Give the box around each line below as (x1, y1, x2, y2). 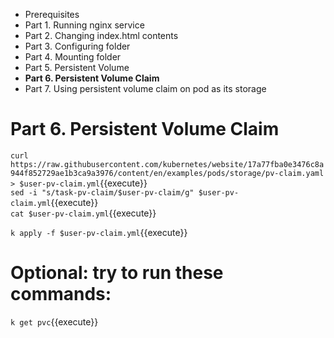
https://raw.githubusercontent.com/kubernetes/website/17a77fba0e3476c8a (10, 159, 325, 169)
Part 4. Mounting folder (24, 51, 122, 63)
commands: (10, 283, 112, 306)
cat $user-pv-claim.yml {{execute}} (10, 207, 157, 219)
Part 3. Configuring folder (24, 40, 131, 52)
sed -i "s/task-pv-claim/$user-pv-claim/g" (10, 187, 195, 198)
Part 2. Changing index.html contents (24, 30, 179, 41)
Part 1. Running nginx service (24, 19, 145, 31)
